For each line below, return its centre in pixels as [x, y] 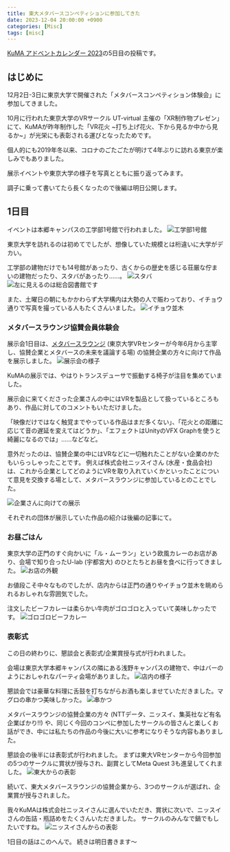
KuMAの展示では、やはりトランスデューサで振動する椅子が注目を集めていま [115, 375]
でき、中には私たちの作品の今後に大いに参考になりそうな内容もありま [118, 731]
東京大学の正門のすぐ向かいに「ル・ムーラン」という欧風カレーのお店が [109, 553]
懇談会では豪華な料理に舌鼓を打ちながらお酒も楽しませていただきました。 [112, 691]
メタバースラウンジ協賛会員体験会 [63, 327]
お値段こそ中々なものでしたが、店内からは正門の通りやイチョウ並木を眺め [112, 585]
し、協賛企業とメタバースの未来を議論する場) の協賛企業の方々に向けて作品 [114, 353]
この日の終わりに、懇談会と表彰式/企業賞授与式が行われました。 [98, 653]
